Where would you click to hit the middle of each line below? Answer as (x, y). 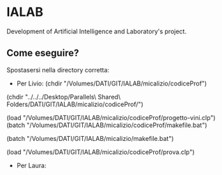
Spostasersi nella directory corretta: (58, 69)
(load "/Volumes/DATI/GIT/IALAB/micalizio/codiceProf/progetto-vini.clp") (111, 117)
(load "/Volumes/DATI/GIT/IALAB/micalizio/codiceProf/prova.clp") (101, 152)
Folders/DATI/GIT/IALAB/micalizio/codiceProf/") (75, 104)
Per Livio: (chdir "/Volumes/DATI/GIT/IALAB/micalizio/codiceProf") (112, 83)
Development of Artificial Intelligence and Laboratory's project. (97, 31)
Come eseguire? (43, 53)
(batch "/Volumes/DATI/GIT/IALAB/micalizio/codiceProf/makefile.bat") (107, 125)
